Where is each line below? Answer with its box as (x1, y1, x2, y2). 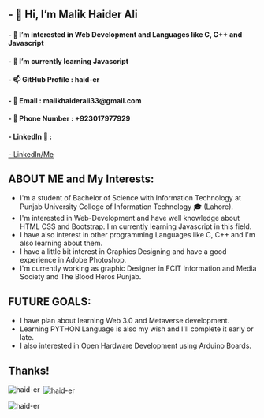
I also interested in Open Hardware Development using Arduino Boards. (19, 341, 252, 351)
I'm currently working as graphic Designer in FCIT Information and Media (19, 263, 257, 273)
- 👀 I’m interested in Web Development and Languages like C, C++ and (8, 29, 243, 39)
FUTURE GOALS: (8, 295, 91, 308)
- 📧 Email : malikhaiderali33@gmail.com (8, 95, 142, 105)
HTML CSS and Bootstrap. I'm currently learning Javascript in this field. (19, 222, 252, 231)
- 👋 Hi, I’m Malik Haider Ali (8, 8, 138, 21)
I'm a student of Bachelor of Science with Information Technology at (19, 193, 242, 203)
